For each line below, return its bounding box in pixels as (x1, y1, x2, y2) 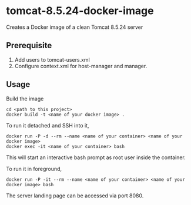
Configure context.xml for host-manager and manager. (14, 62, 148, 69)
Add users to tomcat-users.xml (14, 56, 90, 63)
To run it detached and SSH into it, (6, 122, 89, 129)
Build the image (6, 95, 44, 102)
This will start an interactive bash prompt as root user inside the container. (6, 154, 186, 161)
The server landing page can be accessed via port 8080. (6, 192, 144, 199)
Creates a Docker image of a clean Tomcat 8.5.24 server (6, 23, 143, 31)
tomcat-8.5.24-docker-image (6, 4, 154, 18)
